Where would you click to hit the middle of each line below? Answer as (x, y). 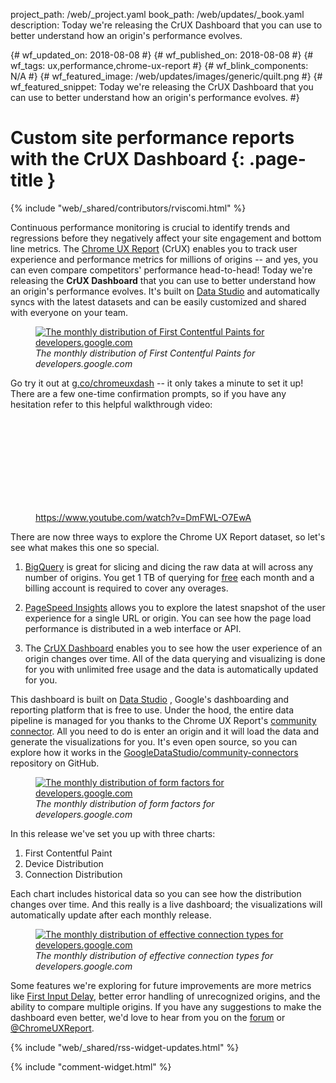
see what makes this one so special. (85, 547)
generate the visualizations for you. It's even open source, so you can (154, 741)
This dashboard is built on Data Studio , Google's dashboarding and (150, 699)
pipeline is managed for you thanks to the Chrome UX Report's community (163, 720)
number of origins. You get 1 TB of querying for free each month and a (169, 577)
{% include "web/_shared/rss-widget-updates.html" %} (125, 1047)
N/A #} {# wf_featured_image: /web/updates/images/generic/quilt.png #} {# (166, 76)
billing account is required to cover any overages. (126, 588)
